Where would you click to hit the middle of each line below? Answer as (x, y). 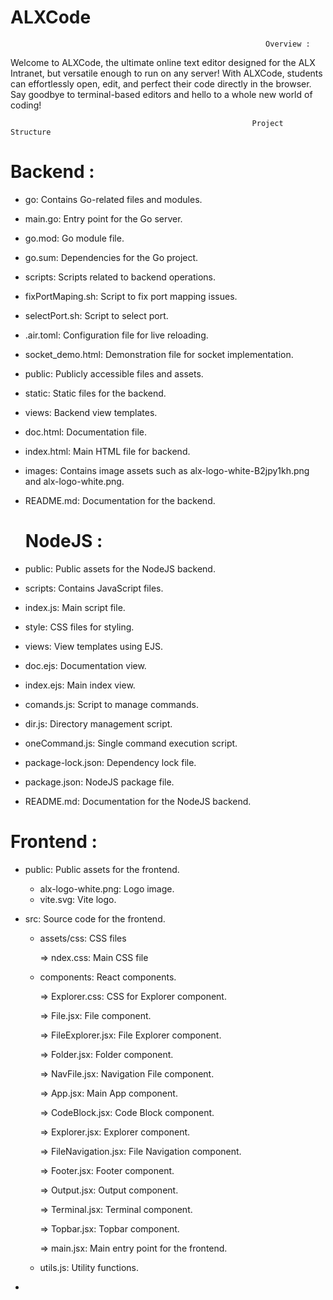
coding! (26, 105)
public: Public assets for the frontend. (102, 869)
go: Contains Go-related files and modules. (113, 199)
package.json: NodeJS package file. (99, 782)
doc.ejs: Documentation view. (85, 665)
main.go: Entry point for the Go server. (103, 218)
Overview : (288, 44)
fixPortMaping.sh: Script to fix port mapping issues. (131, 296)
